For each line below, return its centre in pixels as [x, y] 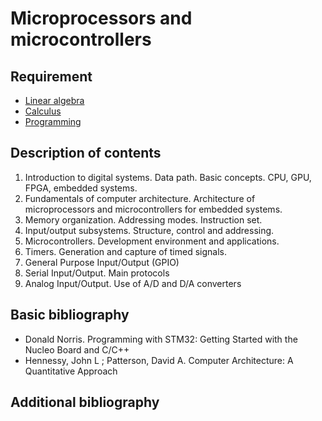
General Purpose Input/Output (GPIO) [102, 262]
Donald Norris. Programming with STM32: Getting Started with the [161, 339]
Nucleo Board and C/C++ [77, 349]
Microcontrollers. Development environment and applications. [152, 241]
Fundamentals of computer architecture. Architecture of [140, 198]
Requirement [51, 76]
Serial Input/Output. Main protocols [97, 273]
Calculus [43, 111]
